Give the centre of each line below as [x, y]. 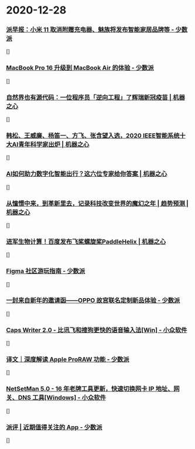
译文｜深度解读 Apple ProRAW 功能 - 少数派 [68, 360]
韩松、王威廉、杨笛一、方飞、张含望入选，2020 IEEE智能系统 [93, 136]
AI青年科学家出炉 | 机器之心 [51, 144]
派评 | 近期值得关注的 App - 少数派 [54, 427]
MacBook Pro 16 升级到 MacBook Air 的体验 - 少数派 [80, 68]
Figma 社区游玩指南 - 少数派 [46, 271]
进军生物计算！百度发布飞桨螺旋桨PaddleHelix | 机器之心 [86, 241]
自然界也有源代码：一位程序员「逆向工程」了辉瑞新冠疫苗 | [89, 97]
